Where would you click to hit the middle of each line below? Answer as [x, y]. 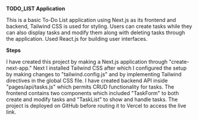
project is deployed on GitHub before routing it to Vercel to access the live [96, 106]
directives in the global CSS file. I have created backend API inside [87, 80]
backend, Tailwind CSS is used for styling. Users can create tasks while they [99, 26]
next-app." [19, 68]
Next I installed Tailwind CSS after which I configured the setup [110, 68]
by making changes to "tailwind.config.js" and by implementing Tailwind [94, 74]
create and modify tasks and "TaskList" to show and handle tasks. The [92, 99]
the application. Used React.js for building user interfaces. [77, 39]
